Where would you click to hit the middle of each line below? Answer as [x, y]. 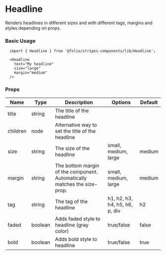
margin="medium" [31, 73]
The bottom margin [77, 166]
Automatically [71, 178]
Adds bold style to [76, 239]
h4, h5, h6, [120, 205]
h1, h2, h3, [120, 198]
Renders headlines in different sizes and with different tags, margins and [79, 23]
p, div [114, 211]
